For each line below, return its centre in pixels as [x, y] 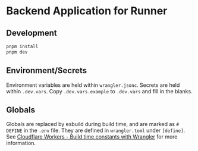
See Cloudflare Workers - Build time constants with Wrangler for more [92, 137]
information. [21, 143]
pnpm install [22, 46]
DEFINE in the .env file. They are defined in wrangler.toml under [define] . [96, 130]
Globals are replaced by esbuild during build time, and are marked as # [93, 124]
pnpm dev [17, 52]
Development [32, 33]
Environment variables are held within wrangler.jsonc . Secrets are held [93, 85]
